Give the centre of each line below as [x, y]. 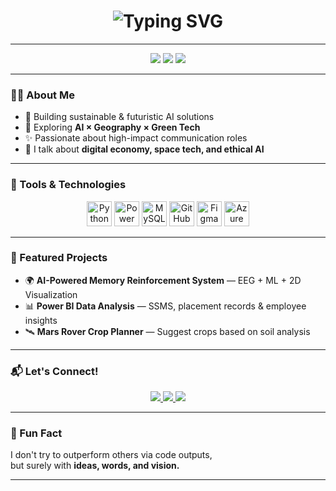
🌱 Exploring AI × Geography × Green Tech [112, 127]
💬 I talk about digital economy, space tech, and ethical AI [144, 149]
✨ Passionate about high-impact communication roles [136, 138]
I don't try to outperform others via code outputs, [111, 455]
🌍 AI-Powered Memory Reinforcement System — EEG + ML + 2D [163, 280]
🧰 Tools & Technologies [68, 185]
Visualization [51, 294]
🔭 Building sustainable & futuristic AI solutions [119, 117]
